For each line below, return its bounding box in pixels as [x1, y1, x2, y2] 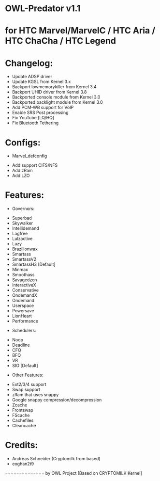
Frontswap [12, 407, 34, 413]
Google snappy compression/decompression [12, 397, 102, 403]
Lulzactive [12, 236, 33, 241]
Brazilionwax [12, 246, 38, 252]
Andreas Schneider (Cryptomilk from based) [12, 456, 101, 462]
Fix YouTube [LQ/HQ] [12, 115, 55, 121]
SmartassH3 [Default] [12, 261, 56, 267]
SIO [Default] [12, 363, 38, 369]
